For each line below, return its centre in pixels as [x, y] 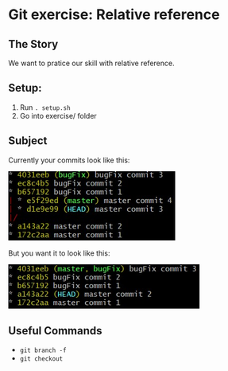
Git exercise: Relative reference [114, 15]
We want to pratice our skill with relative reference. [91, 63]
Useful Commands [55, 331]
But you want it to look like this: [59, 253]
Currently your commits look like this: [69, 160]
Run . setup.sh [45, 107]
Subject [28, 141]
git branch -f [43, 351]
